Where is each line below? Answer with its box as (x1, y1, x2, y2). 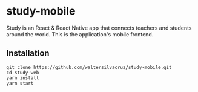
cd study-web (6, 70, 39, 76)
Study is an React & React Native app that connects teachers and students (6, 24, 192, 31)
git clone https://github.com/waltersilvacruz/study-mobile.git (6, 64, 172, 70)
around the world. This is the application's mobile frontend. (6, 30, 154, 38)
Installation (6, 48, 50, 59)
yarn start (6, 80, 34, 86)
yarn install (6, 74, 39, 81)
